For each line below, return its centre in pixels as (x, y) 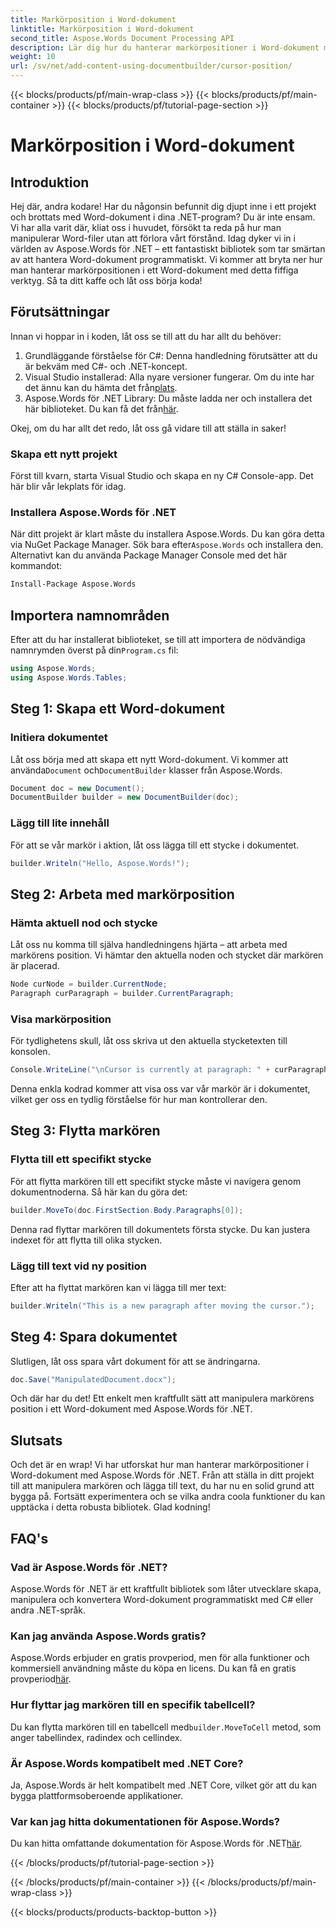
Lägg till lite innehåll (60, 823)
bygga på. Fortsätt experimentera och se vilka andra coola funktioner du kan (168, 1497)
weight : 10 (33, 57)
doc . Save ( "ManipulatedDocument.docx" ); (93, 1379)
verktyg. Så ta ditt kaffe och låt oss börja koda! (106, 280)
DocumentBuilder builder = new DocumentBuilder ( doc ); (125, 797)
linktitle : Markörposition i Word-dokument (102, 29)
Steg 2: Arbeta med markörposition (122, 894)
